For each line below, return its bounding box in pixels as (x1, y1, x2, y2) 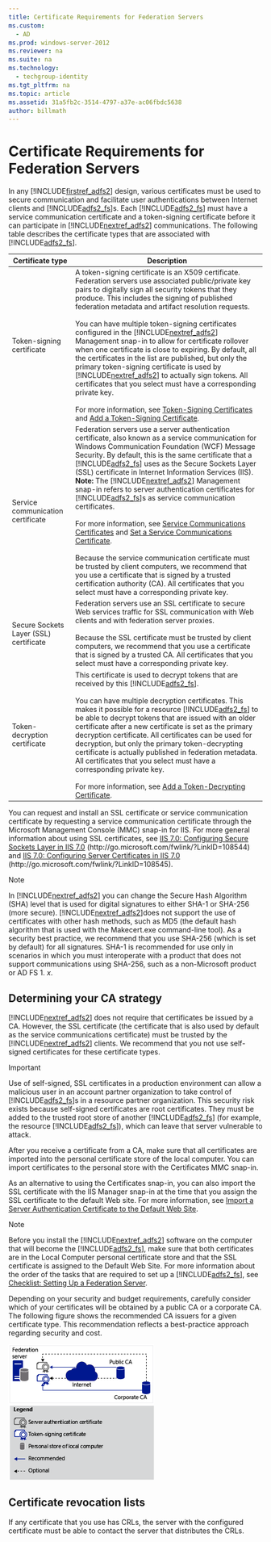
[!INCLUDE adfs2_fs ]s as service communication (75, 493, 236, 503)
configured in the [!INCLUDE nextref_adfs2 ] (75, 327, 219, 337)
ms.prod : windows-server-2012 (8, 39, 110, 47)
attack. (8, 1130, 31, 1139)
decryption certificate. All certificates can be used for (75, 730, 252, 740)
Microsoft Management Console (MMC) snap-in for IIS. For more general (8, 825, 250, 835)
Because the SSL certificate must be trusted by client (75, 633, 252, 643)
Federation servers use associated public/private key (75, 275, 252, 286)
